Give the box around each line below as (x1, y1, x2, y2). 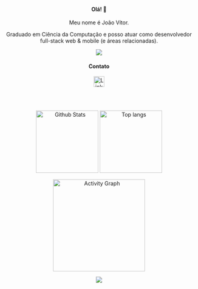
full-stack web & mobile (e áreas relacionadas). (40, 37, 158, 44)
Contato (88, 62, 110, 70)
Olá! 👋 (91, 5, 107, 13)
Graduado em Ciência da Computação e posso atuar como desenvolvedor (5, 31, 193, 38)
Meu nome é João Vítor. (69, 19, 129, 26)
